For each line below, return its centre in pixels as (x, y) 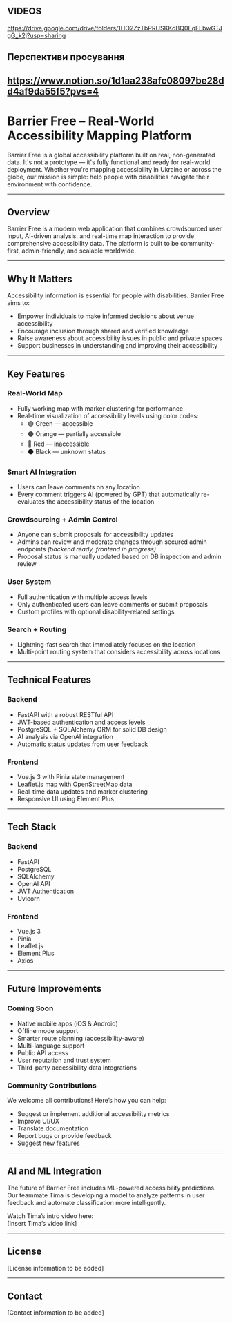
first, (14, 251)
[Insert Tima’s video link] (42, 1223)
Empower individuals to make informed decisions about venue (106, 316)
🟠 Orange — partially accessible (74, 433)
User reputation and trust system (64, 1060)
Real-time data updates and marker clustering (83, 792)
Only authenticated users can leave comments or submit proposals (113, 604)
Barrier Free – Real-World (81, 121)
